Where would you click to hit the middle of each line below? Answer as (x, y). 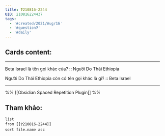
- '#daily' (21, 32)
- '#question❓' (25, 28)
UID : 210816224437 (24, 14)
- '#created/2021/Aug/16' (36, 23)
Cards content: (28, 52)
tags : (11, 19)
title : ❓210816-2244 (26, 10)
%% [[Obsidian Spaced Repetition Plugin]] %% (53, 92)
